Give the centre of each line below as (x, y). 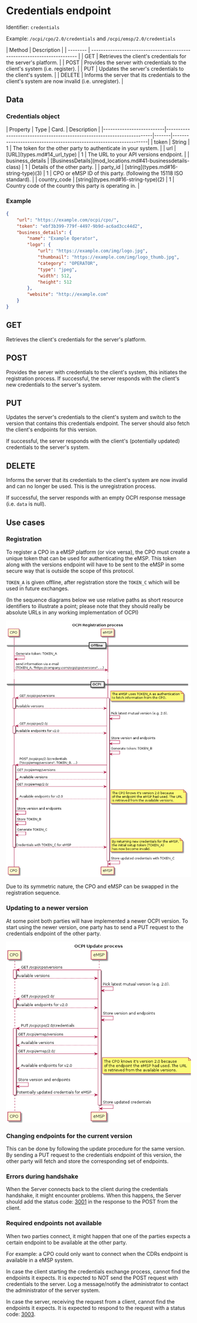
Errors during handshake (42, 1176)
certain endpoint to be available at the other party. (67, 1242)
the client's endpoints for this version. (52, 430)
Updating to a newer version (47, 908)
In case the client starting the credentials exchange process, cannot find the (98, 1271)
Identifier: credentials (33, 27)
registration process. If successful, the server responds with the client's (93, 378)
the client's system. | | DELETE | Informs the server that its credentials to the (98, 75)
